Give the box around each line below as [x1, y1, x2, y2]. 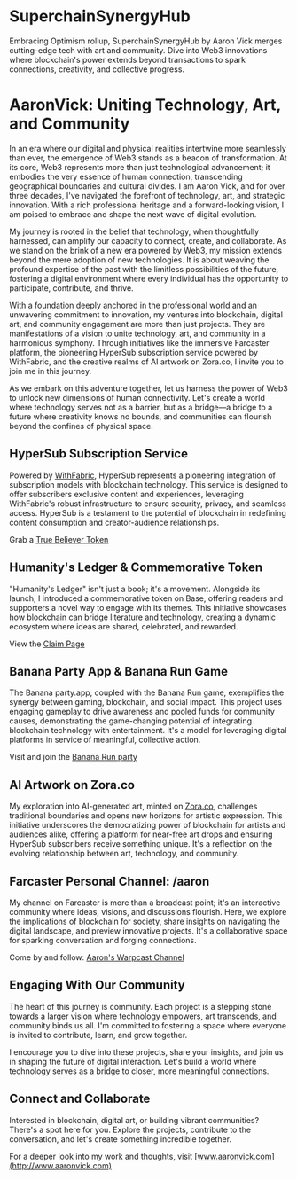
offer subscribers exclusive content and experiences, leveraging [9, 488, 244, 499]
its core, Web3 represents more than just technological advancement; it [9, 161, 270, 172]
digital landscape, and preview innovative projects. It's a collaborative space [9, 925, 288, 936]
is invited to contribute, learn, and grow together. [9, 1029, 188, 1040]
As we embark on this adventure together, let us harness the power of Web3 [9, 383, 288, 394]
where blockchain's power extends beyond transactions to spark [9, 54, 246, 65]
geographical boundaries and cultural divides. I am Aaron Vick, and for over [9, 180, 285, 191]
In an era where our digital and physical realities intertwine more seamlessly [9, 143, 286, 153]
